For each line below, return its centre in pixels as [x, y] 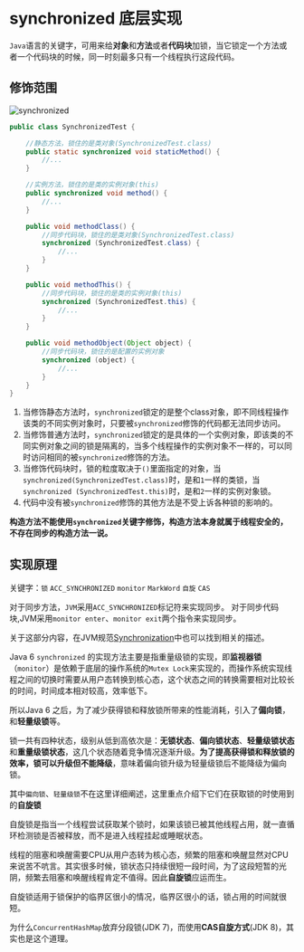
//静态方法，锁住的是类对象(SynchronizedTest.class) [119, 143]
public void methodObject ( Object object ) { [109, 343]
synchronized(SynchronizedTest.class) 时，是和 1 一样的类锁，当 [141, 480]
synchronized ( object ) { [89, 360]
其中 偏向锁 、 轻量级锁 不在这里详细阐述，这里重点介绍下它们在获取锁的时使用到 [152, 794]
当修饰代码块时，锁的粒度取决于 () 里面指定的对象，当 [122, 469]
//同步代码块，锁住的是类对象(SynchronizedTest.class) [138, 235]
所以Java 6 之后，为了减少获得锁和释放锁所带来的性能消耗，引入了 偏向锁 [146, 710]
